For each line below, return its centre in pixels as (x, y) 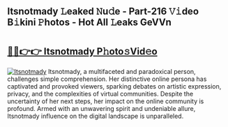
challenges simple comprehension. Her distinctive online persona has (107, 79)
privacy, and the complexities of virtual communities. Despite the (100, 94)
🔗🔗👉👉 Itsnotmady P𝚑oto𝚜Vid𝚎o (83, 51)
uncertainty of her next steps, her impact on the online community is (106, 101)
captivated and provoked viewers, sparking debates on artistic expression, (114, 86)
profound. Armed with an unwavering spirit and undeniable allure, (101, 109)
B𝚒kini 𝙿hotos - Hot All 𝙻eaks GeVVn (90, 23)
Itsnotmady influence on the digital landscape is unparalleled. (96, 116)
